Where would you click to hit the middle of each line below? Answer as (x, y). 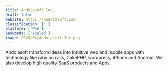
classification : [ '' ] (28, 24)
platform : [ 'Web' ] (24, 29)
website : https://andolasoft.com (40, 19)
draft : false (19, 15)
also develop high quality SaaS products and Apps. (58, 63)
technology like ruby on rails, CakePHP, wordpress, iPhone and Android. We (84, 57)
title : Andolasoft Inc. (30, 10)
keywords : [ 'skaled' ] (28, 33)
